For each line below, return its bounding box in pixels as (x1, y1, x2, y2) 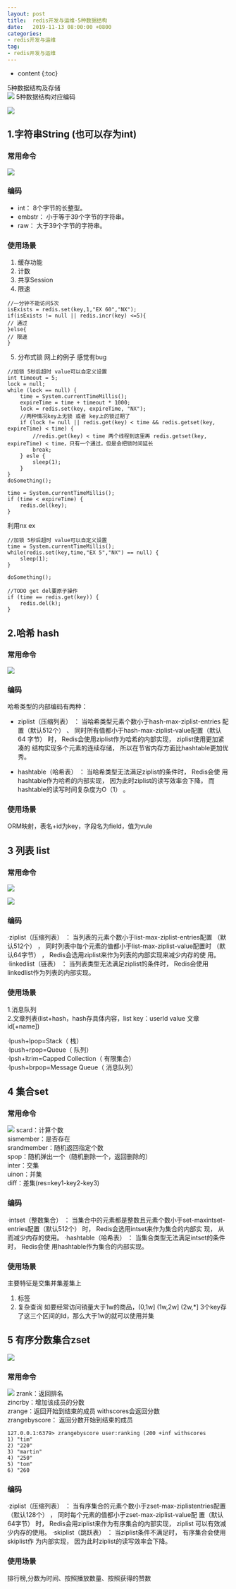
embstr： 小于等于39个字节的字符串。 (17, 212, 128, 221)
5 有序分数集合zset (7, 1334, 91, 1346)
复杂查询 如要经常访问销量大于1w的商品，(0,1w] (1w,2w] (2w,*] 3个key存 (17, 1303, 227, 1311)
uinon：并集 (7, 1170, 42, 1179)
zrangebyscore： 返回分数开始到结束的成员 (7, 1416, 133, 1425)
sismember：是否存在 (7, 1134, 70, 1144)
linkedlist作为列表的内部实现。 (7, 969, 95, 977)
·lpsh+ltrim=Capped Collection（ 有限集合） (7, 1054, 135, 1062)
